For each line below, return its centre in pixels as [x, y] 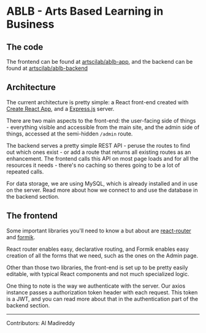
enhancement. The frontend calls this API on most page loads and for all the [102, 158]
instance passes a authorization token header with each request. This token [102, 292]
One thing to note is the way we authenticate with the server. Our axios [96, 286]
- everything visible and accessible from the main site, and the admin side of [103, 127]
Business [30, 24]
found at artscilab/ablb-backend [47, 68]
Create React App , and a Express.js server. [60, 109]
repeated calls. [25, 171]
